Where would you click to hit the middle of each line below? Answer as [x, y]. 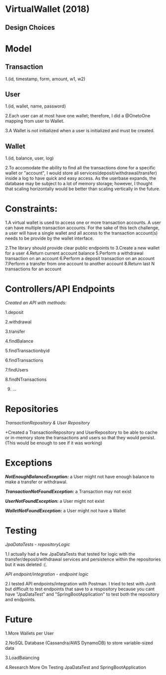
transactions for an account [33, 269]
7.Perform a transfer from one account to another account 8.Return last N [80, 264]
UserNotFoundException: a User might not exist [55, 501]
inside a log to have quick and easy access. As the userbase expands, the [81, 178]
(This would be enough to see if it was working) [54, 443]
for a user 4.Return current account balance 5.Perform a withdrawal [74, 253]
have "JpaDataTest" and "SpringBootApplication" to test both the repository [82, 594]
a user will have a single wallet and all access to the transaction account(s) [82, 233]
